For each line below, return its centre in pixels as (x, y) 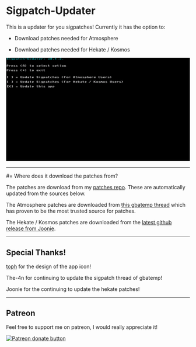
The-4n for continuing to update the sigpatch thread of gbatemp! (84, 278)
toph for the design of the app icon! (49, 266)
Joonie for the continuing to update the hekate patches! (73, 289)
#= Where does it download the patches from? (62, 176)
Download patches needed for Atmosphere (66, 38)
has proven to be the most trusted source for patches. (71, 211)
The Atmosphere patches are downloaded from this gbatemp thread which (96, 205)
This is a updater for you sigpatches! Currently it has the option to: (86, 27)
